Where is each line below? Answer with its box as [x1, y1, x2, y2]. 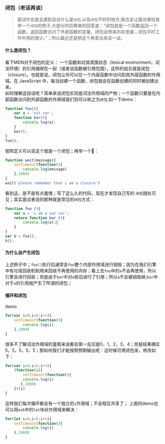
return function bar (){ [14, 215, 65, 220]
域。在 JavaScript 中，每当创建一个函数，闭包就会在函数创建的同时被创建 [5, 78, 155, 83]
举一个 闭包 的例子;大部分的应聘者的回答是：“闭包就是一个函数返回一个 [17, 23, 158, 29]
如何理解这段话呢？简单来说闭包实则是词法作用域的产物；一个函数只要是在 [5, 90, 156, 96]
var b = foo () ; [5, 234, 36, 239]
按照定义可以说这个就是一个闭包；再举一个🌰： [5, 148, 99, 154]
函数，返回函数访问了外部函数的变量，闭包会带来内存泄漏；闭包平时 [17, 29, 156, 35]
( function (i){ [14, 368, 43, 373]
